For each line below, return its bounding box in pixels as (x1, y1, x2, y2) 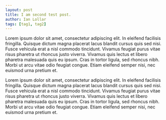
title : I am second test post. (5, 12, 71, 17)
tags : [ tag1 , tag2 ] (5, 21, 47, 27)
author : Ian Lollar (5, 17, 47, 22)
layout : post (5, 7, 33, 13)
